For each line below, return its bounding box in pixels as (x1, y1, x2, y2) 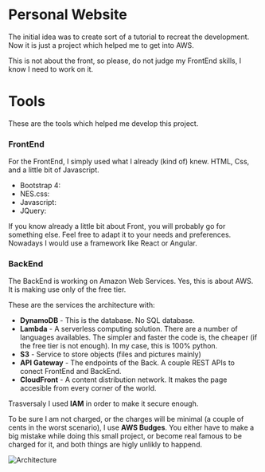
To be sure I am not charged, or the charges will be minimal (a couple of (8, 415, 244, 424)
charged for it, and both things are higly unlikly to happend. (8, 440, 203, 450)
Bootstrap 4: (19, 181, 61, 191)
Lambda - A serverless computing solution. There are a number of (19, 324, 238, 334)
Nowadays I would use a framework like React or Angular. (8, 238, 197, 248)
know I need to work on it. (8, 64, 94, 73)
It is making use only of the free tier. (8, 285, 127, 294)
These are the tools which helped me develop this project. (8, 118, 199, 128)
